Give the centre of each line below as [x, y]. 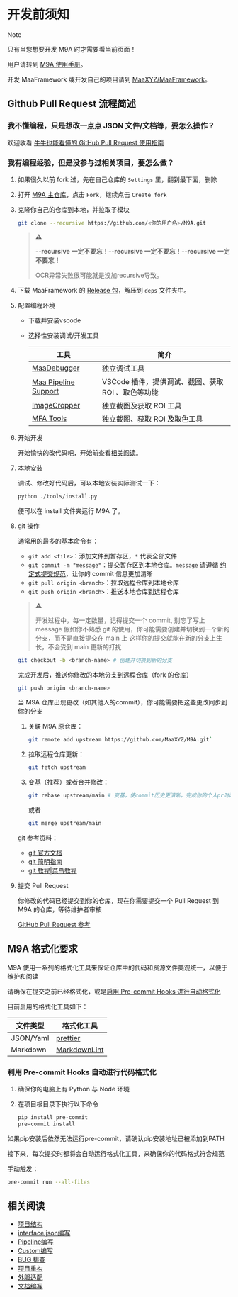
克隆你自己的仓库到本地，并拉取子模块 [73, 209]
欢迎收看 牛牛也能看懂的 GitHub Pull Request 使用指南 [86, 142]
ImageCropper [56, 405]
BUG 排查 [32, 1259]
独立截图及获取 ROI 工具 [142, 405]
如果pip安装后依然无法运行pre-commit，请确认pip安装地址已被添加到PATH [116, 1138]
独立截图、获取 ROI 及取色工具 [152, 419]
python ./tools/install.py [57, 496]
